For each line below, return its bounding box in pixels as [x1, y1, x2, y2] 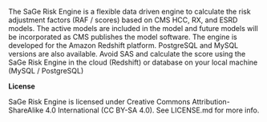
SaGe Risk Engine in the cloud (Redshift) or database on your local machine [8, 57, 258, 67]
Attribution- [192, 97, 230, 106]
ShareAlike [8, 105, 44, 115]
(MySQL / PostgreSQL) [8, 66, 84, 75]
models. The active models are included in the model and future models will [8, 24, 258, 33]
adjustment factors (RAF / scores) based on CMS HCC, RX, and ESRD [8, 15, 238, 25]
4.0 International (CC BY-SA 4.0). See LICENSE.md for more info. [45, 105, 260, 115]
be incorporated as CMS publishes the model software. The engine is [8, 32, 238, 41]
